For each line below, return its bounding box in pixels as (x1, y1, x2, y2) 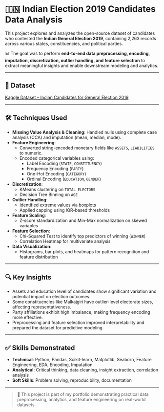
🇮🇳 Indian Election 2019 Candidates (5, 3, 156, 15)
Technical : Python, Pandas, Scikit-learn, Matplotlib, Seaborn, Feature (12, 357, 152, 363)
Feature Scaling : (12, 212, 46, 218)
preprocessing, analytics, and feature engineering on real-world (17, 397, 146, 403)
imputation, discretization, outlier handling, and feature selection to (5, 57, 145, 63)
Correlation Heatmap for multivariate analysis (19, 238, 111, 244)
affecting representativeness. (12, 304, 72, 310)
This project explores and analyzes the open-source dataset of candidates (5, 30, 155, 36)
